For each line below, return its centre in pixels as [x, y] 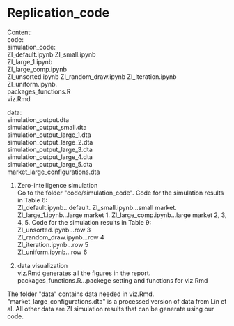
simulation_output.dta [38, 119]
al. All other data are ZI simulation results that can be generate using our [111, 309]
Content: [20, 32]
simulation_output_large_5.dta [50, 164]
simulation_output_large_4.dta [50, 157]
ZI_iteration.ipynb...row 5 [53, 244]
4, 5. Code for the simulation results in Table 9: [84, 222]
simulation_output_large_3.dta [50, 149]
